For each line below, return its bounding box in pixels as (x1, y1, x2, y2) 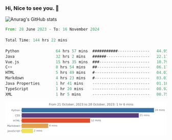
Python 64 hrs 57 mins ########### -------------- (5, 48, 150, 53)
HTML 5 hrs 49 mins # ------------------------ (5, 70, 150, 75)
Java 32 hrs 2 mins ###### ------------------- (5, 54, 150, 59)
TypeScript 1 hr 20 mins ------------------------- (5, 86, 150, 91)
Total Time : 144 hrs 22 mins (5, 38, 68, 43)
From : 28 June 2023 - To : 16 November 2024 (5, 27, 100, 32)
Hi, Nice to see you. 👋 (5, 5, 59, 12)
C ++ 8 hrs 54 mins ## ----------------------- (5, 65, 150, 70)
